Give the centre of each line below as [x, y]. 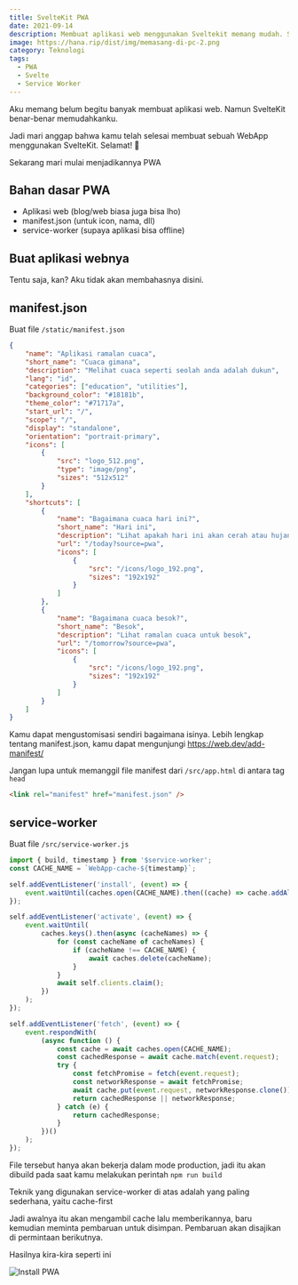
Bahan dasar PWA [60, 191]
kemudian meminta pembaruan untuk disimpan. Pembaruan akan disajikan [145, 1227]
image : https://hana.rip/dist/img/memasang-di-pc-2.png [114, 42]
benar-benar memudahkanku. [63, 118]
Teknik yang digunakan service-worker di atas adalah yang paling [129, 1192]
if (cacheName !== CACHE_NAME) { [134, 950]
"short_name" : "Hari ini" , [106, 527]
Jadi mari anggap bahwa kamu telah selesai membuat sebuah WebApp [139, 135]
